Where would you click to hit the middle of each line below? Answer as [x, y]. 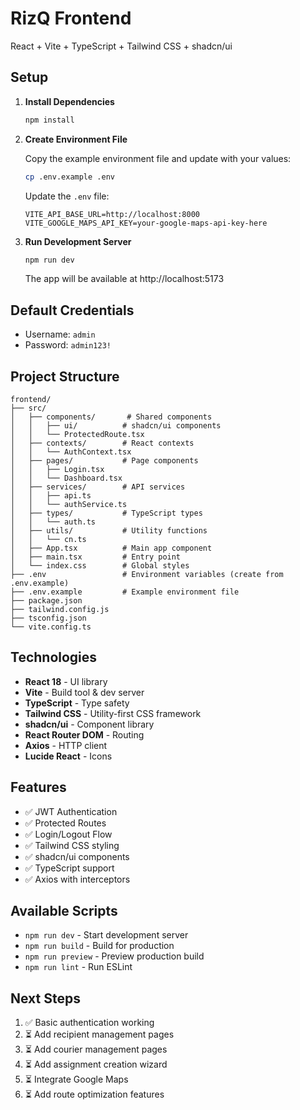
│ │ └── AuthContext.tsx [71, 452]
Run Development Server [78, 241]
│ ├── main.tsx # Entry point [96, 557]
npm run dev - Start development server [106, 935]
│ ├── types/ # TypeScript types [106, 513]
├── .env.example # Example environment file [125, 592]
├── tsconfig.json [48, 618]
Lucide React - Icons [68, 756]
